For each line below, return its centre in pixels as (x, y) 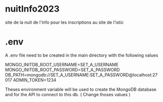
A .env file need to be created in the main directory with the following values (82, 55)
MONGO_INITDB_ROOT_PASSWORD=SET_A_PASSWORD (62, 70)
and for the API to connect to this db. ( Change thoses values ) (68, 94)
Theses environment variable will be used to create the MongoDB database (81, 89)
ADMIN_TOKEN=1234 (35, 80)
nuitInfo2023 (32, 9)
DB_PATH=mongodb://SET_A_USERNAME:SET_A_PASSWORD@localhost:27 (81, 75)
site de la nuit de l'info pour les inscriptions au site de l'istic (64, 22)
